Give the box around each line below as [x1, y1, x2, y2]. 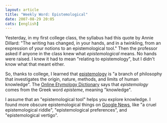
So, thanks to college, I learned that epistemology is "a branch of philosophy [5, 71, 163, 77]
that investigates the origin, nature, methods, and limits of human [5, 76, 139, 82]
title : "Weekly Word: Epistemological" [5, 12, 88, 17]
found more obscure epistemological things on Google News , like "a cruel [5, 102, 157, 108]
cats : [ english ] [5, 21, 39, 26]
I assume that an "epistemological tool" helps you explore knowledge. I [5, 97, 151, 103]
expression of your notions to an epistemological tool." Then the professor [5, 45, 158, 51]
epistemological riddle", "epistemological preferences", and [5, 107, 127, 113]
